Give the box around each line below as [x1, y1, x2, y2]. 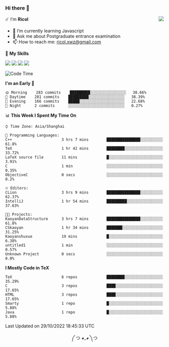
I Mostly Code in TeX [5, 265, 49, 271]
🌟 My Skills [5, 50, 29, 57]
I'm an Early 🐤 [5, 80, 35, 86]
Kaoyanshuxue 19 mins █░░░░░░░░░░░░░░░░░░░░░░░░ [5, 234, 163, 239]
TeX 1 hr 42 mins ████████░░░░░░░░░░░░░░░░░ [5, 146, 163, 151]
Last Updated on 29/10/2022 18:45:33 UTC [5, 323, 95, 329]
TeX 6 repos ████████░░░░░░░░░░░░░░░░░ [5, 275, 163, 280]
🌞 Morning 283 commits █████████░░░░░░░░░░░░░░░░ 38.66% [5, 90, 147, 95]
